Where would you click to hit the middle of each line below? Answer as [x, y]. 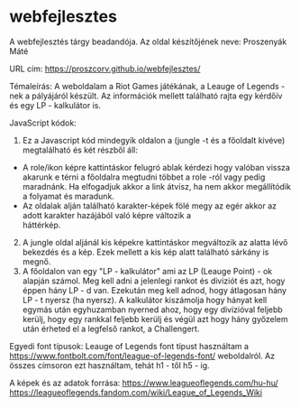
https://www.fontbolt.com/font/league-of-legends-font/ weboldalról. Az [142, 356]
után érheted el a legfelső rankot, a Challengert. [111, 328]
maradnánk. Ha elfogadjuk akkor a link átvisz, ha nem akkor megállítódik [156, 186]
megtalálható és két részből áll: [80, 150]
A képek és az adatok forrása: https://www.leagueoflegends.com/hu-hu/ [144, 383]
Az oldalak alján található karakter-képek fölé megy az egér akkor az [150, 206]
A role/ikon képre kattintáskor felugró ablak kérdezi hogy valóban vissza [156, 167]
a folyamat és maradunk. [68, 196]
